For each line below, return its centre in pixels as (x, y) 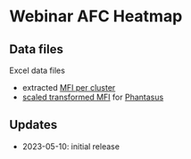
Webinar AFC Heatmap (96, 16)
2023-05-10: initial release (71, 146)
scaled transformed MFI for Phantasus (93, 97)
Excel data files (37, 70)
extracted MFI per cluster (69, 87)
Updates (33, 125)
